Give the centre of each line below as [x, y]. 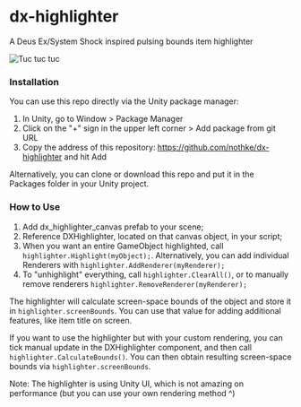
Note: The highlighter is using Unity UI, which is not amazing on [127, 384]
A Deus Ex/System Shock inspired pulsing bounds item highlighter [131, 41]
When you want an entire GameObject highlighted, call [123, 246]
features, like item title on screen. [71, 320]
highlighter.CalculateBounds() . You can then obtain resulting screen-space [150, 357]
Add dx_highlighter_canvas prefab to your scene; [113, 227]
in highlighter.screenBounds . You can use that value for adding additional [145, 310]
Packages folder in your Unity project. [79, 184]
